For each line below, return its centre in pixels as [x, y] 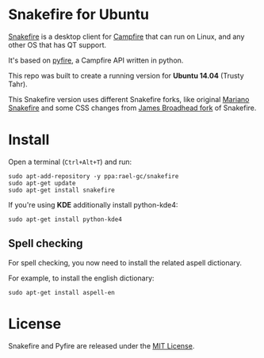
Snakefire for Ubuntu [78, 15]
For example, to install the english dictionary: [81, 278]
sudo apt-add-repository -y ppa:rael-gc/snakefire [94, 176]
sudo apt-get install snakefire [61, 190]
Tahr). [18, 84]
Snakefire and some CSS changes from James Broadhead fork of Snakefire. [132, 108]
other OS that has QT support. [57, 44]
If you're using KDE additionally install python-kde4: [93, 204]
